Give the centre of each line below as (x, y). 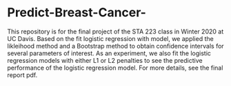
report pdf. (22, 75)
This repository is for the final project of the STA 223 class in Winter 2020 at (115, 31)
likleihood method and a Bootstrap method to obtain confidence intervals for (115, 46)
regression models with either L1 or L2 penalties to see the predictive (105, 60)
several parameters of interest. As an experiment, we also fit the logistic (109, 53)
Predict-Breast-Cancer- (77, 13)
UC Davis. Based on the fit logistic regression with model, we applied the (110, 38)
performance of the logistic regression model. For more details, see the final (115, 68)
